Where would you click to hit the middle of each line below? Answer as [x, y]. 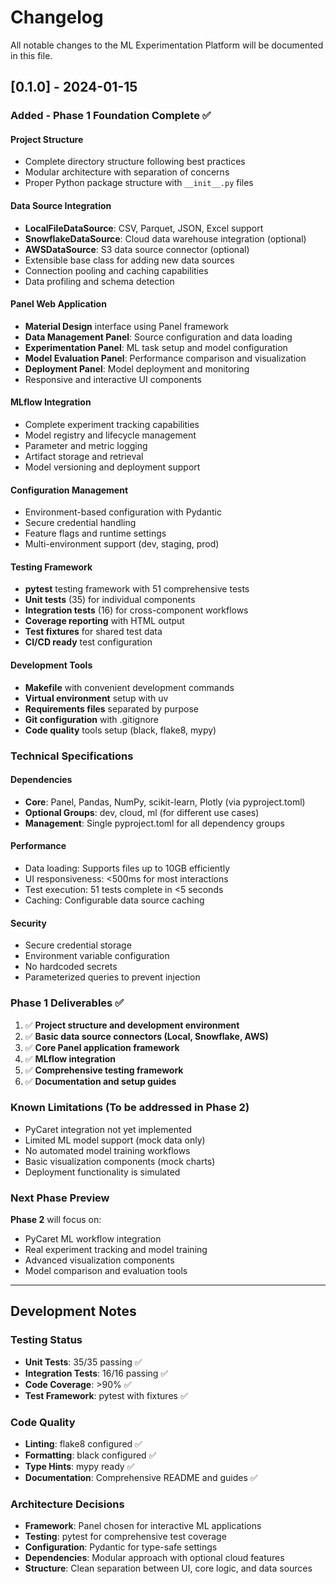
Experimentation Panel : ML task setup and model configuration [156, 347]
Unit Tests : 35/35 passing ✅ [83, 1362]
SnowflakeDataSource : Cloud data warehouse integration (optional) [165, 238]
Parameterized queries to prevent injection [112, 977]
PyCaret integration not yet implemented [108, 1129]
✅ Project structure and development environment [132, 1025]
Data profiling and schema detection [99, 281]
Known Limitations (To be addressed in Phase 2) [130, 1108]
